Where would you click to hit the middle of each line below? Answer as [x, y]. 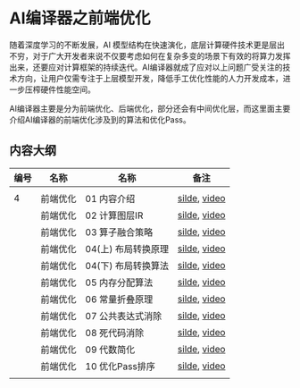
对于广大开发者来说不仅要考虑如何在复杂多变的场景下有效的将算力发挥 [162, 55]
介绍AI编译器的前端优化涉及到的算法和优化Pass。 [100, 119]
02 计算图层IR [114, 215]
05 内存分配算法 [119, 283]
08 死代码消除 [115, 333]
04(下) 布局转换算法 [127, 266]
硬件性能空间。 [67, 89]
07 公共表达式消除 [124, 316]
